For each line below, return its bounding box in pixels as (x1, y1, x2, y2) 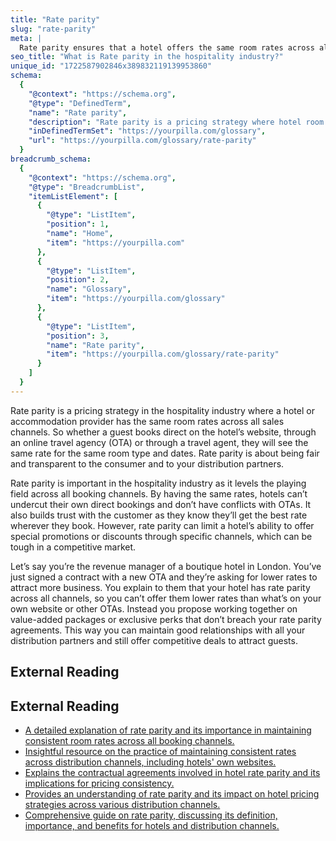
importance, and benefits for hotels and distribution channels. (24, 819, 280, 831)
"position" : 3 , (46, 331, 110, 341)
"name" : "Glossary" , (46, 284, 132, 295)
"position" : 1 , (46, 219, 110, 230)
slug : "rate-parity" (10, 24, 97, 34)
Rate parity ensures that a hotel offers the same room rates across (19, 42, 315, 53)
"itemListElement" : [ (28, 191, 118, 201)
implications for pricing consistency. (24, 777, 175, 789)
